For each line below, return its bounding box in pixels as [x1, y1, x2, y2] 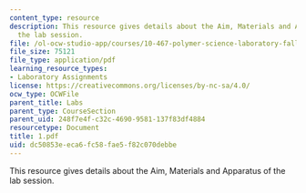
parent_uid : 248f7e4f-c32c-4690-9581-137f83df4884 [9, 115, 206, 124]
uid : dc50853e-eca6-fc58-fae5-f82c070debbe [9, 140, 178, 149]
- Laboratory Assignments [9, 73, 107, 82]
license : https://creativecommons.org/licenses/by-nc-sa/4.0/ [9, 81, 250, 90]
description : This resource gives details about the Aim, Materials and [9, 22, 291, 31]
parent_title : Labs [9, 97, 84, 107]
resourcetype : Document [9, 124, 100, 133]
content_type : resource [9, 13, 100, 23]
